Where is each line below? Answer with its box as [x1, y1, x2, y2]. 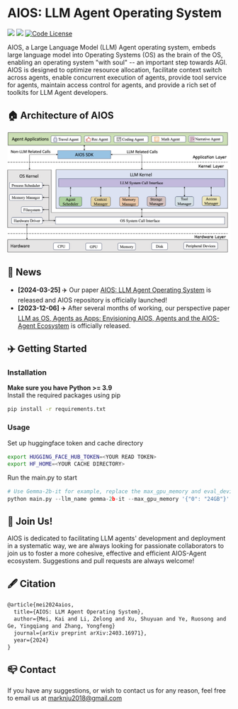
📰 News [7, 266, 42, 278]
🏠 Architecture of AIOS [7, 110, 115, 122]
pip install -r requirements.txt [7, 406, 106, 413]
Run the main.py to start [7, 473, 78, 482]
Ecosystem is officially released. [36, 321, 131, 330]
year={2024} [13, 636, 50, 644]
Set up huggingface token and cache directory [7, 438, 144, 447]
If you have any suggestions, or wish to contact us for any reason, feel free [7, 686, 227, 695]
